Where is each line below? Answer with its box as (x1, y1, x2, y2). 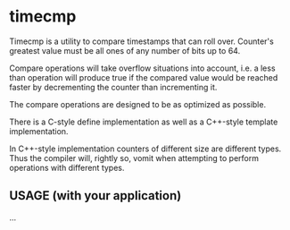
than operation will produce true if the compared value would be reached (9, 72, 278, 82)
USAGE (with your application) (9, 188, 182, 203)
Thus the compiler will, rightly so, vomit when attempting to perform (9, 152, 259, 163)
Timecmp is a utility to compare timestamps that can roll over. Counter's (9, 36, 274, 47)
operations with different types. (9, 162, 125, 173)
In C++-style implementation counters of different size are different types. (9, 143, 282, 154)
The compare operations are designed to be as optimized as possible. (9, 98, 266, 109)
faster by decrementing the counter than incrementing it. (9, 81, 218, 92)
